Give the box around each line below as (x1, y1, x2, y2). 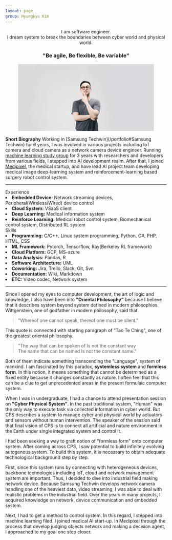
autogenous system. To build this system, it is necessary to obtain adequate (5, 449, 165, 455)
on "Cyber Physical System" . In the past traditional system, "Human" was (5, 400, 163, 407)
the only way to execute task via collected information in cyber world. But (5, 406, 160, 412)
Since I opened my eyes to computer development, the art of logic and (5, 291, 155, 297)
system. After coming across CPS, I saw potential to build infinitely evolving (5, 443, 165, 449)
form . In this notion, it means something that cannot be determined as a (5, 369, 157, 375)
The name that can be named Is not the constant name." (17, 348, 137, 354)
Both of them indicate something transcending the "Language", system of (5, 358, 161, 364)
